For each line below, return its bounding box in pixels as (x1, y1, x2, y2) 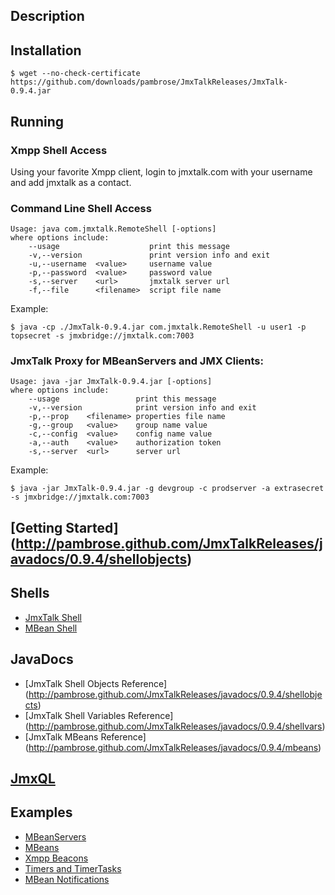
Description (10, 8, 85, 25)
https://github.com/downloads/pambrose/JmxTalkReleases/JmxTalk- (10, 77, 288, 88)
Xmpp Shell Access (10, 143, 108, 157)
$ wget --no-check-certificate (10, 69, 141, 79)
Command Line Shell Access (10, 201, 152, 215)
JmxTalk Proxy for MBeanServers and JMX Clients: (10, 354, 264, 368)
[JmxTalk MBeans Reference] (24, 730, 147, 743)
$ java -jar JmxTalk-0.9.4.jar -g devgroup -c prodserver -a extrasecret (10, 484, 325, 494)
